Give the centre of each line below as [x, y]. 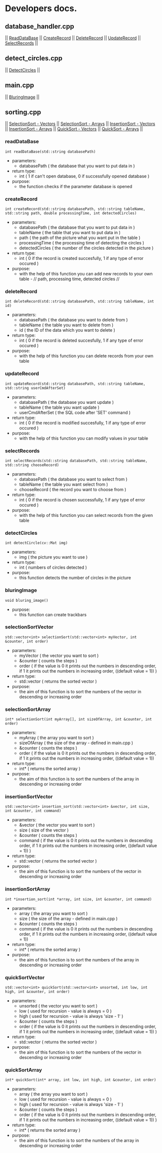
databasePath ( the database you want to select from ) [73, 479]
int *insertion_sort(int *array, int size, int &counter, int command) [78, 899]
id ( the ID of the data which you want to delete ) [67, 330]
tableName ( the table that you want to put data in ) [70, 233]
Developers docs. [41, 8]
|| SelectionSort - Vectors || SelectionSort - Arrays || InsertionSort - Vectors [80, 124]
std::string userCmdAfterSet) [35, 388]
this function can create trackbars [53, 614]
